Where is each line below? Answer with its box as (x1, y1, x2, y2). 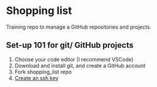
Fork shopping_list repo (14, 68, 72, 75)
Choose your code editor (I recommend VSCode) (14, 55, 134, 62)
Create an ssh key (14, 74, 59, 81)
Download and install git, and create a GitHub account (14, 62, 146, 69)
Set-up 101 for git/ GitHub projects (6, 40, 134, 50)
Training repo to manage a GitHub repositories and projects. (6, 23, 152, 30)
